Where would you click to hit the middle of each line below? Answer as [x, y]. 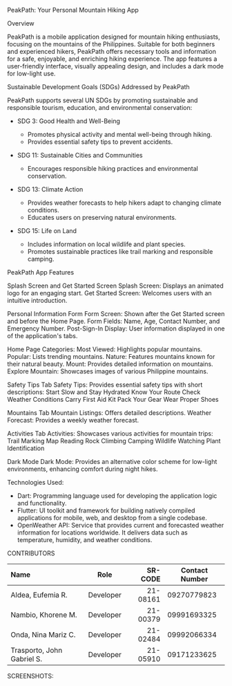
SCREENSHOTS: [30, 676]
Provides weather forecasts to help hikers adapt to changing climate [124, 203]
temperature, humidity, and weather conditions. [85, 540]
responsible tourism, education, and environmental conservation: [100, 108]
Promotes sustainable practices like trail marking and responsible [120, 251]
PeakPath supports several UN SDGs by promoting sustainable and [103, 100]
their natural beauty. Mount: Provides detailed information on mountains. [110, 364]
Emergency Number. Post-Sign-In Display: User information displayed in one [116, 328]
